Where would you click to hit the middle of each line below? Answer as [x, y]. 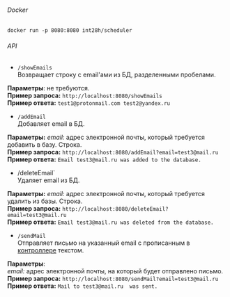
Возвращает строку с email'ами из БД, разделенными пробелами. [116, 75]
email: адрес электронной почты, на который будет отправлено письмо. [115, 271]
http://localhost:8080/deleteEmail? [115, 209]
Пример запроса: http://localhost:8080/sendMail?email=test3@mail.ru [113, 279]
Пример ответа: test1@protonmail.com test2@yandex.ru [89, 103]
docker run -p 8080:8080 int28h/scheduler [70, 31]
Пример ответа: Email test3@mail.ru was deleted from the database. [110, 222]
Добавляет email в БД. [51, 124]
